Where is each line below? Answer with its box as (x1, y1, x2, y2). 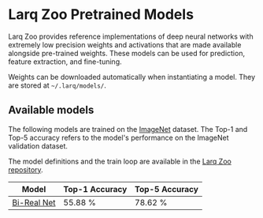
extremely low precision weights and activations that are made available (8, 39, 242, 49)
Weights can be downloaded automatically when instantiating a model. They (8, 72, 256, 81)
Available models (8, 103, 94, 117)
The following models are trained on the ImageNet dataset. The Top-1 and (8, 124, 248, 133)
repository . (8, 164, 43, 175)
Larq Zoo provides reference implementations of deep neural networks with (8, 32, 254, 41)
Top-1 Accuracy (63, 183, 128, 194)
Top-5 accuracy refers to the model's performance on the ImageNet (8, 133, 230, 142)
